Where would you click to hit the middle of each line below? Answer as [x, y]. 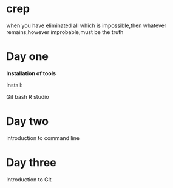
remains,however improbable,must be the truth [65, 32]
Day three [31, 163]
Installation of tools [31, 73]
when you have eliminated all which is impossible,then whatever [86, 25]
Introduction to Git [29, 179]
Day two [27, 122]
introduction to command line [43, 138]
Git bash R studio [28, 96]
